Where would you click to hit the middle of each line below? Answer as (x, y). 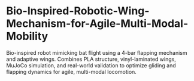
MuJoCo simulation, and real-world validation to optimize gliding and (91, 65)
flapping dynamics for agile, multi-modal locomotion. (71, 71)
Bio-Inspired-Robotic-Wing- (78, 11)
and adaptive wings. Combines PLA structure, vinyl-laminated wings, (91, 59)
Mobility (27, 36)
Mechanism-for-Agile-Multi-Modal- (97, 24)
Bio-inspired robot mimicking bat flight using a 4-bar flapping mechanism (97, 52)
